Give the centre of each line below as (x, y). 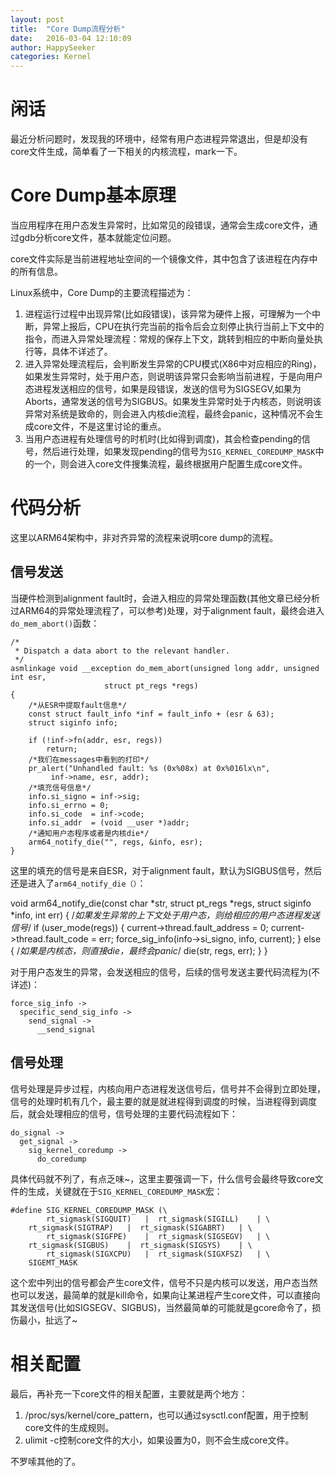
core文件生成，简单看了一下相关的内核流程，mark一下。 (126, 152)
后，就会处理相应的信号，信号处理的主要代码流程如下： (124, 1113)
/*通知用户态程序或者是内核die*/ (89, 833)
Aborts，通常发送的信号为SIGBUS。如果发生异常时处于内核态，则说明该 (173, 401)
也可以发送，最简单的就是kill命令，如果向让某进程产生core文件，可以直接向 (165, 1295)
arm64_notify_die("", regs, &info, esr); (115, 842)
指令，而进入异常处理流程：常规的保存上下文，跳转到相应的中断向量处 (169, 339)
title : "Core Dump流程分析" (68, 29)
